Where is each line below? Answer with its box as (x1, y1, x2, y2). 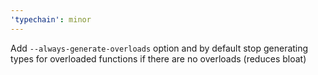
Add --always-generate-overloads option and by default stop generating (10, 42, 309, 54)
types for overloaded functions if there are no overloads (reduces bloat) (10, 52, 307, 65)
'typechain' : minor (10, 14, 92, 25)
